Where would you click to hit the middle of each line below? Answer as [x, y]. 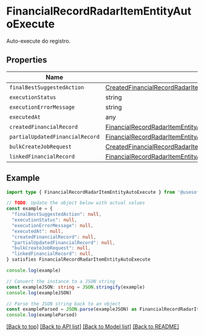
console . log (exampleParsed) [42, 315]
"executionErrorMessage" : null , [53, 225]
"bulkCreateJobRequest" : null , [51, 248]
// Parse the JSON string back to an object [63, 304]
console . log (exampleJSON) [39, 293]
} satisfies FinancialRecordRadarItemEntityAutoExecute [78, 259]
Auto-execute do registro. [39, 41]
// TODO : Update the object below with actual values [76, 203]
